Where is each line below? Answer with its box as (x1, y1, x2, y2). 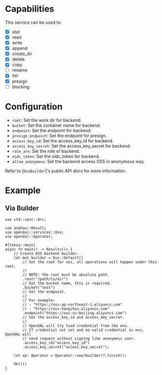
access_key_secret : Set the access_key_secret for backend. (12, 143, 131, 149)
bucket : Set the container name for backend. (12, 122, 101, 128)
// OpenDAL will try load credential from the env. (22, 323, 130, 328)
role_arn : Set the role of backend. (12, 148, 81, 154)
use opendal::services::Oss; (5, 230, 64, 235)
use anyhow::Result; (5, 225, 47, 230)
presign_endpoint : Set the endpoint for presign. (12, 133, 107, 138)
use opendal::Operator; (5, 234, 53, 239)
